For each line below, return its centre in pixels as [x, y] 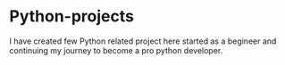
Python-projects [71, 16]
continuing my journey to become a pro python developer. [116, 50]
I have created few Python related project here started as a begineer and [143, 41]
